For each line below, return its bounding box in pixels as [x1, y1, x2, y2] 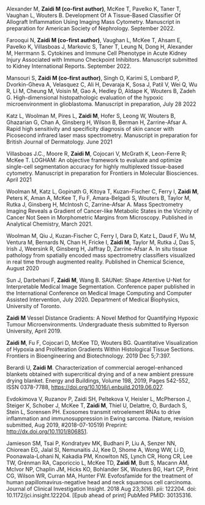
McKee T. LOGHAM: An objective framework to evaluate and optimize [6, 157, 182, 164]
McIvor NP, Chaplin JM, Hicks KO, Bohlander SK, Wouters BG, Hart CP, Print [6, 466, 198, 473]
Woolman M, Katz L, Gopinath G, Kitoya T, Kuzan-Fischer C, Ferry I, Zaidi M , [6, 188, 199, 195]
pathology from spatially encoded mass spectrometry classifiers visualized [6, 252, 196, 259]
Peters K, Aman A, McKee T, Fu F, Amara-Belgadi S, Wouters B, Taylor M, [6, 194, 191, 201]
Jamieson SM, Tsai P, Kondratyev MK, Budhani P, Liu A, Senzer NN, [6, 440, 177, 447]
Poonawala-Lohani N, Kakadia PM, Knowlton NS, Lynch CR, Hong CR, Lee [6, 452, 193, 460]
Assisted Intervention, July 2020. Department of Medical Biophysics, [6, 296, 180, 303]
